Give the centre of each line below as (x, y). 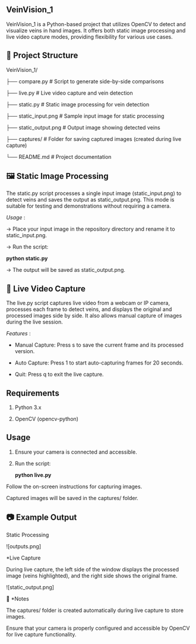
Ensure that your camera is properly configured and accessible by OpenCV (98, 628)
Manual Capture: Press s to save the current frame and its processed (99, 345)
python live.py (33, 475)
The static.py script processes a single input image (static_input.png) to (94, 193)
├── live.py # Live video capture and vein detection (70, 93)
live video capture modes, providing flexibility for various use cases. (90, 37)
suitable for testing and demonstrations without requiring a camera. (88, 206)
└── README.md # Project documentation (59, 156)
